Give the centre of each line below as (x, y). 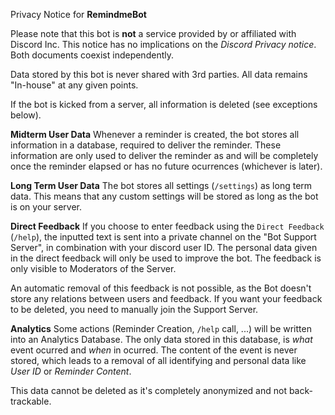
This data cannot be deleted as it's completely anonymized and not (148, 390)
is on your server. (46, 207)
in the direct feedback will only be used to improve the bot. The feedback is (166, 258)
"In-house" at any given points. (74, 85)
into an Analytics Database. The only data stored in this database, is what (161, 339)
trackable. (31, 401)
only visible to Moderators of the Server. (93, 268)
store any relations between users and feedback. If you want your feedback (166, 298)
